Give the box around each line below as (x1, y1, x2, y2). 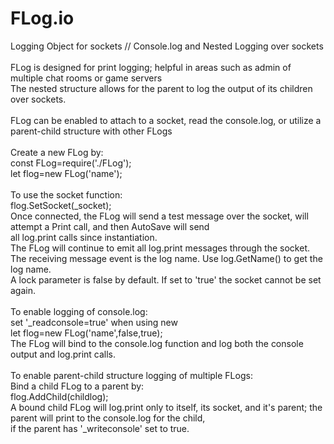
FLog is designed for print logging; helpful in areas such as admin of (10, 61, 292, 73)
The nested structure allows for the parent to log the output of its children (10, 82, 313, 94)
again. (10, 284, 37, 296)
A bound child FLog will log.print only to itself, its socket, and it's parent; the (10, 401, 323, 413)
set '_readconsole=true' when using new (10, 316, 178, 328)
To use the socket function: (10, 188, 123, 201)
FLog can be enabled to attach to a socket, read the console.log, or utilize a (10, 114, 322, 126)
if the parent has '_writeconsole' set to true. (10, 422, 190, 434)
